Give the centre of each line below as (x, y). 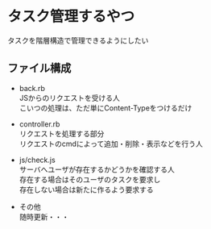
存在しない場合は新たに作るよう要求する (86, 189)
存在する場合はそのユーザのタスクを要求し (90, 179)
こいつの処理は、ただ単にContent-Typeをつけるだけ (105, 108)
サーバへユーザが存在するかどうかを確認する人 (97, 169)
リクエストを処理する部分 (62, 133)
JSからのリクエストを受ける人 (69, 98)
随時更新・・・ (44, 217)
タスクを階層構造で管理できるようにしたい (78, 40)
